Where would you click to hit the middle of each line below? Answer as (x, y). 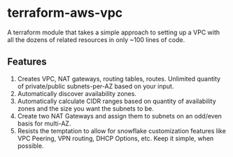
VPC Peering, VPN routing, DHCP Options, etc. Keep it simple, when (115, 138)
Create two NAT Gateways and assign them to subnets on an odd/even (120, 116)
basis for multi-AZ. (44, 123)
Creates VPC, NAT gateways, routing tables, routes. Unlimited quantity (119, 78)
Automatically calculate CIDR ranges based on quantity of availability (117, 101)
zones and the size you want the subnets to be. (85, 108)
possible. (30, 146)
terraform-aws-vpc (65, 13)
